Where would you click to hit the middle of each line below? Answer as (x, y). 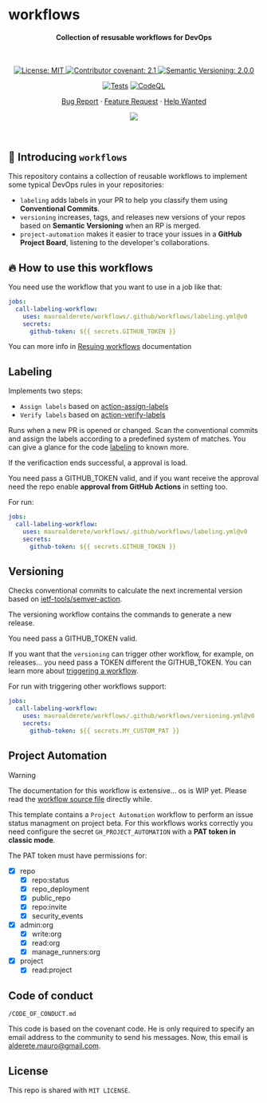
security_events (57, 915)
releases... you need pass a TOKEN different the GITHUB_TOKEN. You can (130, 663)
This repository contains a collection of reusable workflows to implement (128, 177)
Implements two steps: (45, 391)
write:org (47, 934)
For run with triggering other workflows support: (88, 686)
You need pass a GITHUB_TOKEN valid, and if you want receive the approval (133, 478)
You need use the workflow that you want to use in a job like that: (116, 287)
